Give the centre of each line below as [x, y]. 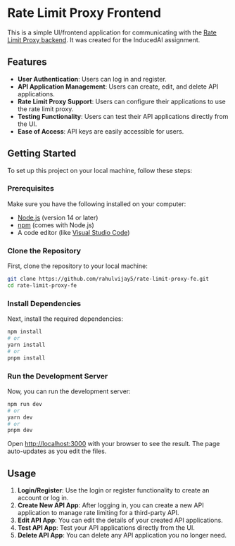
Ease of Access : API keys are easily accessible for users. [101, 131]
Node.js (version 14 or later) [58, 217]
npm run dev [25, 404]
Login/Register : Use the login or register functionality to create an [113, 490]
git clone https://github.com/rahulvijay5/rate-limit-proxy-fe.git [108, 279]
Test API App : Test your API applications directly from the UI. [106, 528]
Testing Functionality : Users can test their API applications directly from [123, 116]
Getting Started [42, 154]
